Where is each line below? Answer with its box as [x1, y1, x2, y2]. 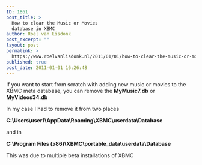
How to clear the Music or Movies [11, 20, 98, 26]
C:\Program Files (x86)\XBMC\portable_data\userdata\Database [6, 140, 171, 148]
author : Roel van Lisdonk [6, 31, 71, 37]
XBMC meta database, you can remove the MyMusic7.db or [6, 88, 155, 95]
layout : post [6, 43, 39, 49]
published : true [6, 59, 47, 65]
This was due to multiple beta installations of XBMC [6, 152, 134, 159]
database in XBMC [11, 25, 55, 32]
